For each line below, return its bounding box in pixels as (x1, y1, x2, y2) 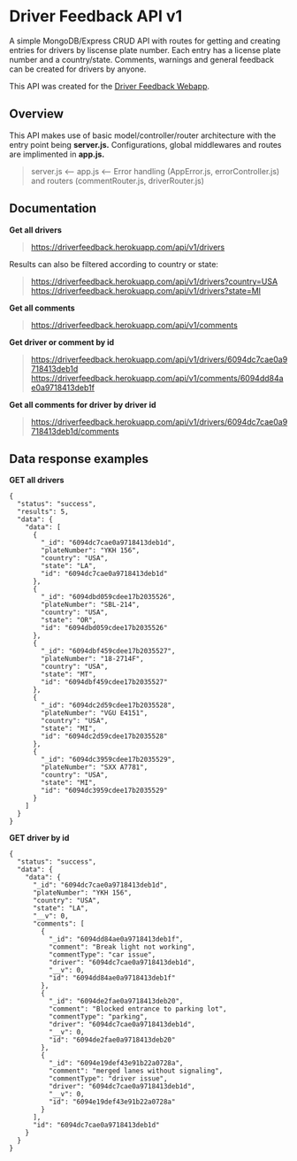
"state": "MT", (41, 670, 97, 679)
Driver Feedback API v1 (9, 6, 183, 27)
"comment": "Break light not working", (48, 942, 196, 952)
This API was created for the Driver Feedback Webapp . (9, 81, 210, 91)
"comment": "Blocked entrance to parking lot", (48, 1004, 227, 1014)
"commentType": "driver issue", (48, 1074, 168, 1083)
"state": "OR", (41, 616, 97, 625)
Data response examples (9, 451, 148, 466)
